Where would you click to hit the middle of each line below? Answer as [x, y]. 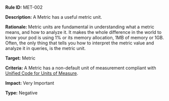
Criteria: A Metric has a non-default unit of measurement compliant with [81, 68]
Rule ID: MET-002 [24, 7]
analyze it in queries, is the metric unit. [46, 48]
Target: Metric [20, 58]
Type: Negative [22, 93]
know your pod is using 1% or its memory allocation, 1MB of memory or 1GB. [85, 38]
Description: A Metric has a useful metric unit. [54, 17]
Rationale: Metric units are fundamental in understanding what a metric [80, 27]
